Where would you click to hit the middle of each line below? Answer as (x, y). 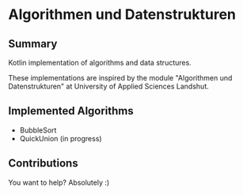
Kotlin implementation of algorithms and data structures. (100, 62)
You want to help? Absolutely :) (59, 182)
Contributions (43, 163)
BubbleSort (38, 130)
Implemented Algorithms (71, 111)
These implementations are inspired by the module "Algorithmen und (120, 78)
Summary (33, 44)
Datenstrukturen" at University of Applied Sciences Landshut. (109, 86)
